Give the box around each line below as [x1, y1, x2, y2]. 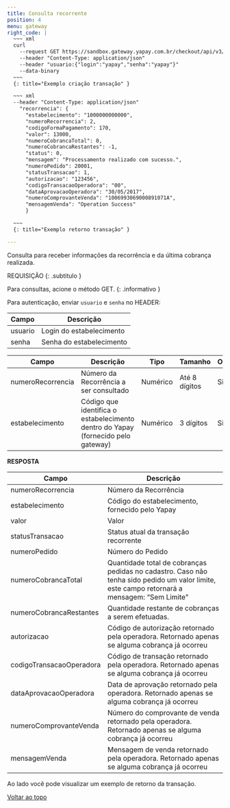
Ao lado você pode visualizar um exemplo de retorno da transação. [7, 779, 196, 787]
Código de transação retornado [107, 651, 209, 661]
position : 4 [7, 16, 41, 23]
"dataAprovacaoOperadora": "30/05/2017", [25, 188, 146, 195]
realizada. [7, 258, 36, 266]
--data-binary [19, 67, 60, 74]
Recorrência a [81, 377, 126, 386]
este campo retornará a [107, 584, 183, 593]
